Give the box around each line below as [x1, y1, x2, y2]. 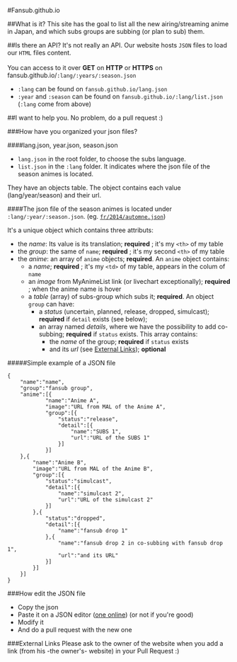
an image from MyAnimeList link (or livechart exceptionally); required [28, 278, 231, 285]
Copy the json [17, 603, 59, 611]
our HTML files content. [7, 49, 72, 57]
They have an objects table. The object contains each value [7, 183, 182, 192]
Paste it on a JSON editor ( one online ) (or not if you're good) [17, 610, 194, 619]
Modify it [17, 618, 44, 626]
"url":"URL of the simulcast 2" [57, 496, 154, 503]
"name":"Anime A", [45, 397, 100, 404]
